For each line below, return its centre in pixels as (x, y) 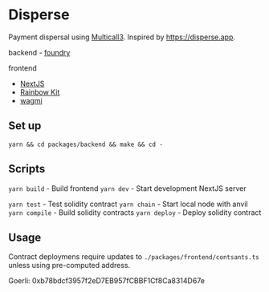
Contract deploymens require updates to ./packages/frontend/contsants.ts (134, 257)
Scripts (27, 169)
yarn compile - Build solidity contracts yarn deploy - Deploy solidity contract (135, 212)
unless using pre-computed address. (69, 266)
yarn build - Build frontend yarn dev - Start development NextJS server (127, 188)
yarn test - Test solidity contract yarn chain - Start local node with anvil (128, 204)
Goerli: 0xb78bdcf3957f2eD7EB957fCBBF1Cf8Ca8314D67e (107, 281)
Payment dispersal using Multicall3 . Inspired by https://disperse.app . (122, 37)
